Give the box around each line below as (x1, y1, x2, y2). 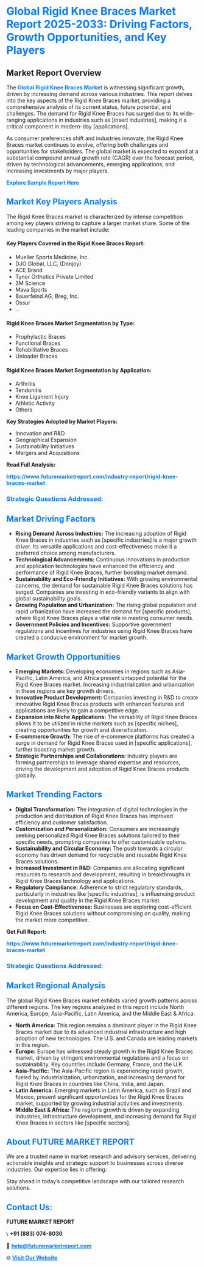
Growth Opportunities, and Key (6, 31, 167, 44)
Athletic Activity (15, 399, 55, 407)
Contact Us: (6, 1202, 53, 1212)
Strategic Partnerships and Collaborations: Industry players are (15, 752, 178, 759)
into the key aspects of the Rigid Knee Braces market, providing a (6, 97, 171, 104)
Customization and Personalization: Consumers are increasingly (15, 825, 180, 832)
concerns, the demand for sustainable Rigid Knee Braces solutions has (15, 582, 193, 589)
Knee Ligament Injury (15, 393, 69, 401)
